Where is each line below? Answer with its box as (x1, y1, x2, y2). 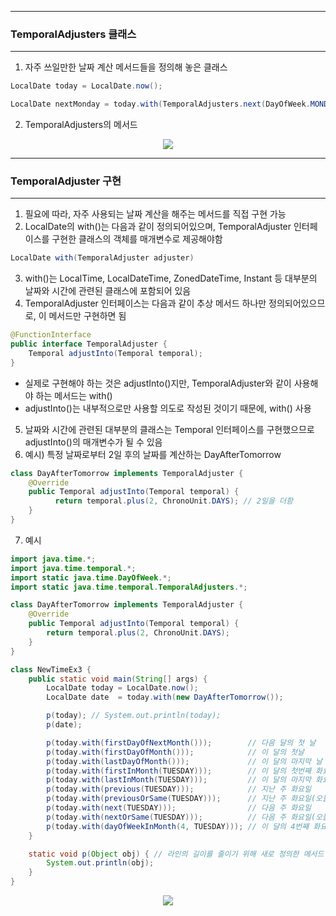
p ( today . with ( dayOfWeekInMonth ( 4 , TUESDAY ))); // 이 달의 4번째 (46, 821, 310, 831)
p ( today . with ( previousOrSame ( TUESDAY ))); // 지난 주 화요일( (46, 794, 317, 804)
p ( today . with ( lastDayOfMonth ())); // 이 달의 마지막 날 (46, 756, 323, 766)
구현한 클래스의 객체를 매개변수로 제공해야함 (51, 233, 223, 245)
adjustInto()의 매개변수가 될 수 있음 (24, 436, 163, 448)
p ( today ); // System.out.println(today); (46, 711, 222, 721)
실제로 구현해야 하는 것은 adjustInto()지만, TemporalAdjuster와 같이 (24, 377, 292, 389)
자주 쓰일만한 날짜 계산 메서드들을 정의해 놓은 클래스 (24, 61, 228, 73)
